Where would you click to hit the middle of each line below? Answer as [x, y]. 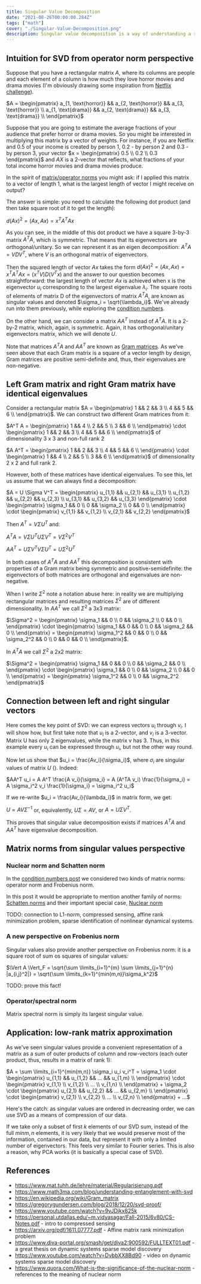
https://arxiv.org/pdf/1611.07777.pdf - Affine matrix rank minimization [99, 1230]
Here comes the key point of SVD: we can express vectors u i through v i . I [96, 726]
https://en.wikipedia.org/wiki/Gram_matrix [67, 1198]
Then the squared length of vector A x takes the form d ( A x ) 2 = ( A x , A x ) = [95, 266]
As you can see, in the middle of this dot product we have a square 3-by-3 [98, 232]
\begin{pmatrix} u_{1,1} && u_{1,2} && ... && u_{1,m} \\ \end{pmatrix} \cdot [96, 1077]
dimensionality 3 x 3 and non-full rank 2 [55, 439]
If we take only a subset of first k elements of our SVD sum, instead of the [97, 1127]
